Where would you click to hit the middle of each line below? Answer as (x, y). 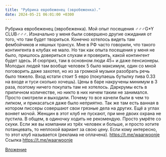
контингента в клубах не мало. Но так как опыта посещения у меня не (80, 50)
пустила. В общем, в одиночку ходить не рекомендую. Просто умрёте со (83, 119)
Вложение (16, 150)
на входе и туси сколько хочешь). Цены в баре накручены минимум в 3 (81, 81)
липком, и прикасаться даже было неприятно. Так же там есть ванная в (82, 103)
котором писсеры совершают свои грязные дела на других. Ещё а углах (82, 108)
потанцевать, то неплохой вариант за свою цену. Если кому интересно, (81, 129)
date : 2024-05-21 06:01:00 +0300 (40, 14)
